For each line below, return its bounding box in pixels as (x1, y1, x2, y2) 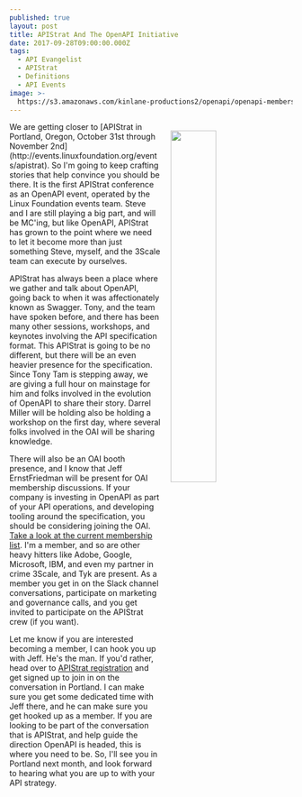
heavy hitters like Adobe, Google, (9, 549, 133, 560)
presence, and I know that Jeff (9, 463, 123, 474)
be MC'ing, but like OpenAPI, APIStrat (9, 217, 149, 228)
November (9, 141, 49, 151)
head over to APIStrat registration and (9, 663, 149, 673)
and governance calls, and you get (9, 597, 138, 609)
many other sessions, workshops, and (9, 321, 150, 332)
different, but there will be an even (9, 350, 137, 361)
